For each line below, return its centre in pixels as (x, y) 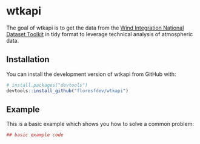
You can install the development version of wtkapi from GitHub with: (91, 74)
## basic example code (35, 135)
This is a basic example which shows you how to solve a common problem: (100, 124)
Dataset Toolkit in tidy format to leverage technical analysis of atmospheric (100, 34)
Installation (28, 59)
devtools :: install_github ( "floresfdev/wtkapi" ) (68, 91)
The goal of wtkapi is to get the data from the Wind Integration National (95, 28)
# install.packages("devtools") (47, 85)
